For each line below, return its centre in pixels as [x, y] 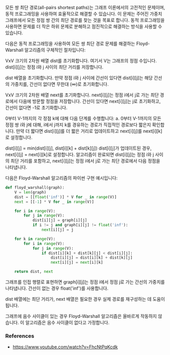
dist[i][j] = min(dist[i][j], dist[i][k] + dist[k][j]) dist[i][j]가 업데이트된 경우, [78, 148]
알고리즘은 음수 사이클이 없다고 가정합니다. [67, 323]
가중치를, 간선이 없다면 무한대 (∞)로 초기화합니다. [60, 84]
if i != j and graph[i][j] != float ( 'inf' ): [80, 225]
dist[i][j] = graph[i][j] [60, 220]
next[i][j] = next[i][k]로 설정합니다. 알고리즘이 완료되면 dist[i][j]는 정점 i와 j [80, 154]
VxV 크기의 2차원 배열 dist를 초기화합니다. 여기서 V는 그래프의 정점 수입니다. [81, 61]
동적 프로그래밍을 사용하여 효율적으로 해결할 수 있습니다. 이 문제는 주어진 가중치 [84, 14]
